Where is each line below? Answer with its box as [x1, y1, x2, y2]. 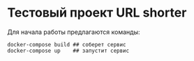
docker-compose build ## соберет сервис [7, 41, 127, 48]
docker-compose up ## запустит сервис [7, 47, 130, 54]
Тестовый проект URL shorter [7, 5, 187, 21]
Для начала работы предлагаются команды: [7, 28, 140, 36]
